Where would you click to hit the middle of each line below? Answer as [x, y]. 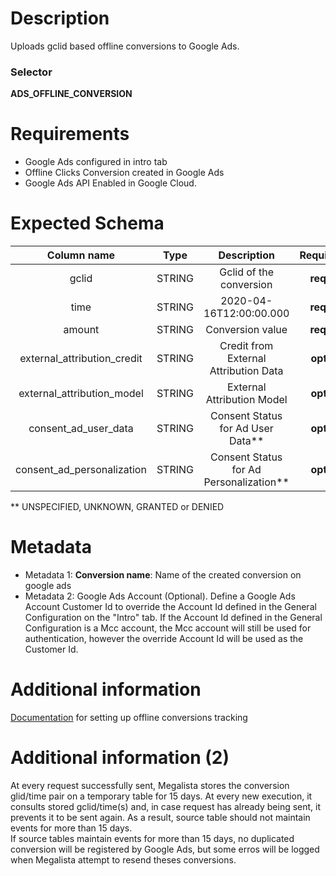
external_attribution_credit [81, 359]
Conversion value [246, 330]
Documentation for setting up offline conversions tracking [129, 717]
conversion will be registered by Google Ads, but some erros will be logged [165, 849]
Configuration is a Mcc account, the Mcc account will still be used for [168, 628]
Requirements [70, 134]
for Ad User [246, 429]
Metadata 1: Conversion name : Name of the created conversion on [163, 575]
